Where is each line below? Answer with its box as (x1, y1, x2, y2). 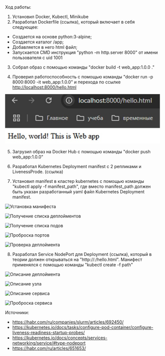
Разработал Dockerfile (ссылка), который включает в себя (12, 19, 135, 25)
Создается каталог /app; (12, 39, 64, 45)
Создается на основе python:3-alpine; (12, 34, 92, 39)
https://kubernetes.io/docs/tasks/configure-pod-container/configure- (12, 324, 154, 330)
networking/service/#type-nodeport (12, 340, 86, 346)
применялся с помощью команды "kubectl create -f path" (12, 261, 134, 268)
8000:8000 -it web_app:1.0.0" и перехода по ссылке (12, 79, 121, 85)
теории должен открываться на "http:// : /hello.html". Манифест (12, 256, 142, 262)
